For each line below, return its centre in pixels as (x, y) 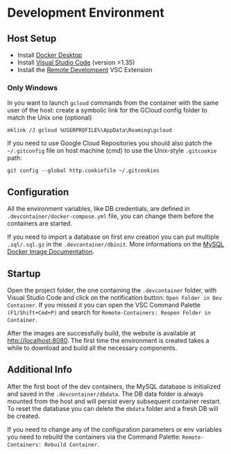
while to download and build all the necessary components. (92, 348)
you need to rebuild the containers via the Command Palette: (94, 437)
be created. (24, 416)
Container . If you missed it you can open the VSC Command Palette (104, 305)
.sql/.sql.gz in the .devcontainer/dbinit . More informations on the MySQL (115, 244)
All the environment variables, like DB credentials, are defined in (99, 209)
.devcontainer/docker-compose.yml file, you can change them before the (110, 216)
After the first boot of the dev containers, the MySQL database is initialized (114, 386)
